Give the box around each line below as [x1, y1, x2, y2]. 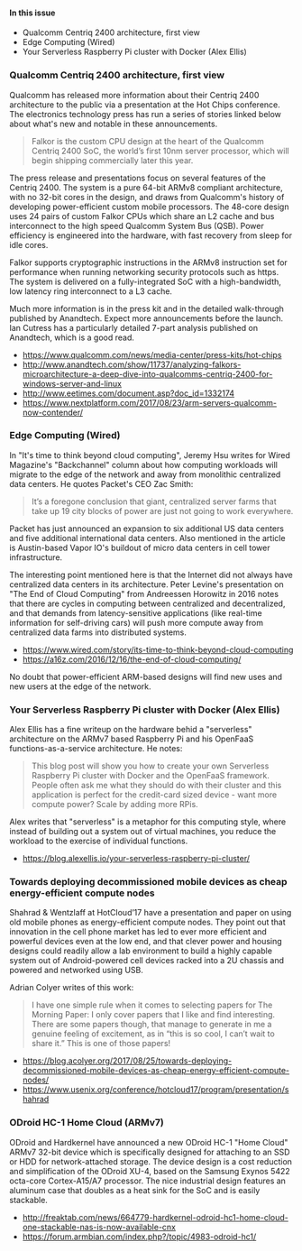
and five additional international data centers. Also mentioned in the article [9, 532, 286, 543]
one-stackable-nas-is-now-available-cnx [22, 1221, 176, 1232]
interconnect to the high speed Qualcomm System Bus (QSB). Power [9, 220, 264, 231]
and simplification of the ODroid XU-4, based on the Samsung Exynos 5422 [9, 1165, 290, 1176]
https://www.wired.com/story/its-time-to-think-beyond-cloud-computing [22, 644, 294, 655]
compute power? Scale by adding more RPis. [31, 799, 198, 810]
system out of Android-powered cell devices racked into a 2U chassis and [9, 955, 285, 966]
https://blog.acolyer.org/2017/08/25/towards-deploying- [22, 1055, 233, 1066]
